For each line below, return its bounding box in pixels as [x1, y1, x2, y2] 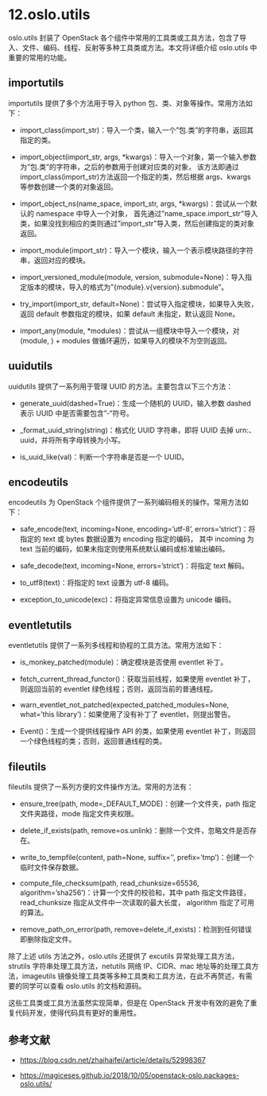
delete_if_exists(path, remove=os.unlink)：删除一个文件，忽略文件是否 [19, 826, 250, 835]
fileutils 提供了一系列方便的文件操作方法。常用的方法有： [8, 782, 195, 792]
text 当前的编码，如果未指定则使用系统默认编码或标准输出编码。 [19, 544, 230, 554]
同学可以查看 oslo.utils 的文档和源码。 [21, 982, 146, 990]
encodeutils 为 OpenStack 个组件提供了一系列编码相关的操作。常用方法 [8, 498, 242, 507]
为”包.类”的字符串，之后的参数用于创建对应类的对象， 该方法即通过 [19, 161, 240, 172]
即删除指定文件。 [19, 935, 76, 943]
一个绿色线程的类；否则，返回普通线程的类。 [19, 737, 167, 746]
